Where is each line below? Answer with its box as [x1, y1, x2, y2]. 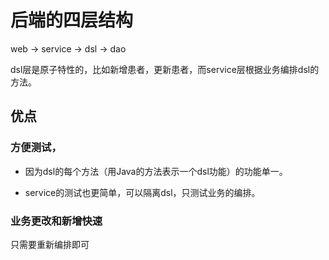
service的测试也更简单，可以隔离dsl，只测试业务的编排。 [24, 186, 261, 198]
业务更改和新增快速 [10, 214, 103, 228]
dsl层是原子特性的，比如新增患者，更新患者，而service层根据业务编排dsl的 [10, 63, 320, 75]
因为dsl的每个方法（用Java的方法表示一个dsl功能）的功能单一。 [24, 165, 288, 177]
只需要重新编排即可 [10, 238, 90, 250]
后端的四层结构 [10, 9, 134, 32]
